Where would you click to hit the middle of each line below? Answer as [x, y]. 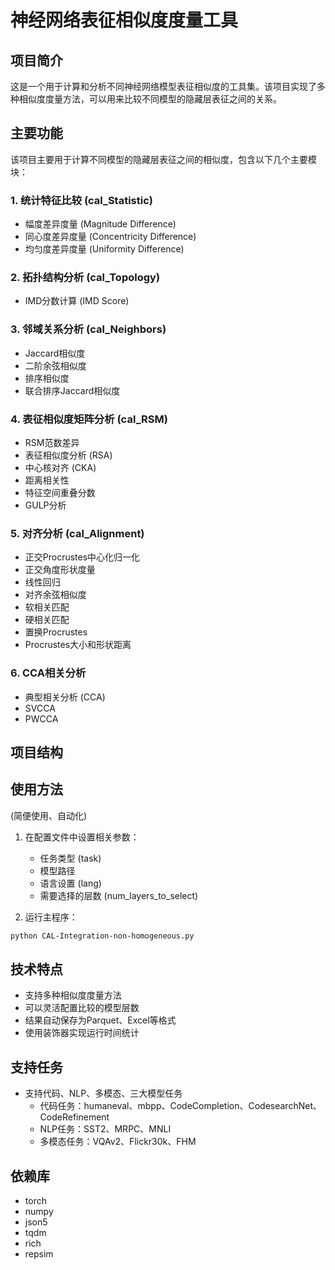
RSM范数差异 [52, 442]
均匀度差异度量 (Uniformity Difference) [104, 249]
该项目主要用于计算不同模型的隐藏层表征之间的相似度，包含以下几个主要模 [163, 159]
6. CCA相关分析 [48, 673]
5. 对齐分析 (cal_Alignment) [77, 533]
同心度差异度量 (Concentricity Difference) [110, 237]
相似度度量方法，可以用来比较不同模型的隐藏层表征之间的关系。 [150, 99]
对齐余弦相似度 [55, 595]
